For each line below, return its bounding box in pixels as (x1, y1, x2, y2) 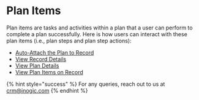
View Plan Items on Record (15, 68, 84, 75)
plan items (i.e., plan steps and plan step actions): (6, 37, 132, 44)
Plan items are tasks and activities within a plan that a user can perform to (6, 24, 193, 31)
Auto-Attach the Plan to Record (15, 48, 94, 56)
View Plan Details (15, 62, 59, 69)
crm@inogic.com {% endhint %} (6, 87, 88, 94)
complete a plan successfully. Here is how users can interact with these (6, 30, 188, 37)
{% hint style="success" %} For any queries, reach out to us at (6, 80, 165, 88)
